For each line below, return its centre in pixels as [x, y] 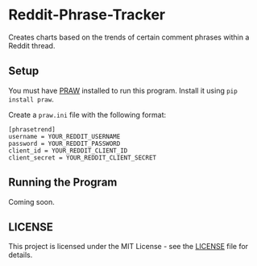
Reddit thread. [32, 45]
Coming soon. [31, 202]
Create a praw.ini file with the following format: [87, 114]
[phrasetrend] [32, 129]
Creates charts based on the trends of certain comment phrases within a [129, 37]
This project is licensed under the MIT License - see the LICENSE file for [128, 247]
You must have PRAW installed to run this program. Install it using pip [123, 90]
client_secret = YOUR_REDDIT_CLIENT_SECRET [83, 158]
